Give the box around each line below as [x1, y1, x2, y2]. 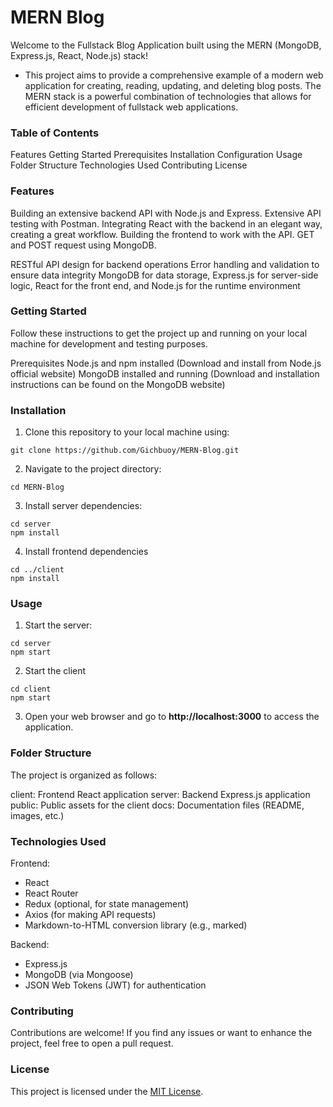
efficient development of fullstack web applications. [24, 101, 239, 113]
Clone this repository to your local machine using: [24, 426, 230, 438]
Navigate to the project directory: [24, 463, 162, 475]
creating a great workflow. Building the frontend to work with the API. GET [10, 228, 315, 240]
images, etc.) [10, 809, 65, 821]
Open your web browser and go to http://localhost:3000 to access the [24, 711, 320, 723]
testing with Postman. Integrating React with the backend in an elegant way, [10, 217, 323, 230]
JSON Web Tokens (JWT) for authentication [24, 979, 207, 991]
